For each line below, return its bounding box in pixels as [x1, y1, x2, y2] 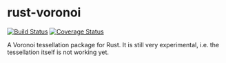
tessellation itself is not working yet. [7, 48, 109, 56]
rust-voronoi [7, 5, 81, 21]
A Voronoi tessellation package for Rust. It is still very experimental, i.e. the [7, 40, 220, 49]
